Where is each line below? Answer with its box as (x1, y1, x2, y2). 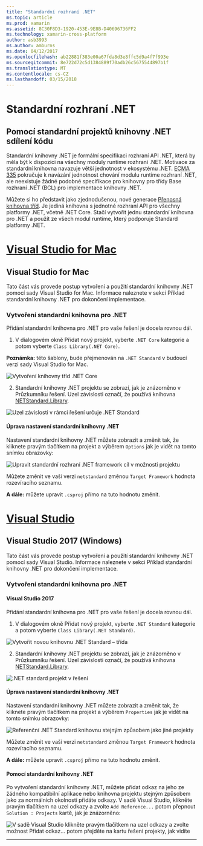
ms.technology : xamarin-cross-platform (6, 31, 107, 38)
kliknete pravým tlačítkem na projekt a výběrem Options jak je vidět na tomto (6, 442, 196, 450)
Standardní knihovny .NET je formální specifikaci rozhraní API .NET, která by (6, 152, 196, 159)
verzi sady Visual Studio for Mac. (6, 361, 89, 368)
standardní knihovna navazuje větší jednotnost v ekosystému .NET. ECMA (6, 165, 190, 172)
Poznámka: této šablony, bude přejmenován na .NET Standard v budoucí (6, 355, 187, 362)
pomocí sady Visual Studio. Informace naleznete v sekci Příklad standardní (6, 558, 192, 566)
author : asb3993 (6, 37, 47, 43)
